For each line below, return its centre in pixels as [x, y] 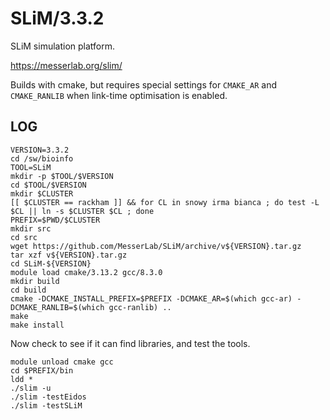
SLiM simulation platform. [63, 46]
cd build [28, 290]
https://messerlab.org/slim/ [66, 65]
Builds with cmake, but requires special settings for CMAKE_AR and [144, 84]
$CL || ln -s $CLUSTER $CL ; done [82, 211]
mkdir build [35, 281]
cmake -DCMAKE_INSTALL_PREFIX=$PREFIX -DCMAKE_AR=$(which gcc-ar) [151, 298]
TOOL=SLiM [31, 167]
